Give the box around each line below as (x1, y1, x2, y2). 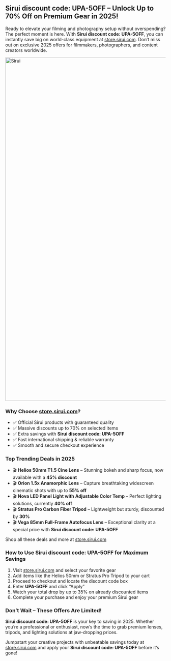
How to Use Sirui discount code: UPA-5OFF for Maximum (5, 549, 149, 556)
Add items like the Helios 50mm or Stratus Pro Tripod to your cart (12, 572, 150, 579)
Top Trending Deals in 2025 (5, 455, 75, 463)
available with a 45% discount (12, 474, 77, 480)
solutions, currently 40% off (12, 501, 72, 507)
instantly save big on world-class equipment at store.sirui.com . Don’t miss (5, 36, 160, 42)
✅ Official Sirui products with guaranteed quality (12, 419, 115, 425)
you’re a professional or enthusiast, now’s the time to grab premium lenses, (5, 624, 163, 630)
